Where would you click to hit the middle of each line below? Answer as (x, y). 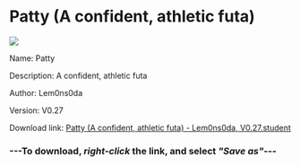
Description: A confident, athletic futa (78, 75)
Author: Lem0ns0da (46, 92)
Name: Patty (32, 58)
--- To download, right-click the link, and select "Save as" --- (143, 151)
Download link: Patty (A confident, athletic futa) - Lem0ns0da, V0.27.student (150, 127)
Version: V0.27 (37, 110)
